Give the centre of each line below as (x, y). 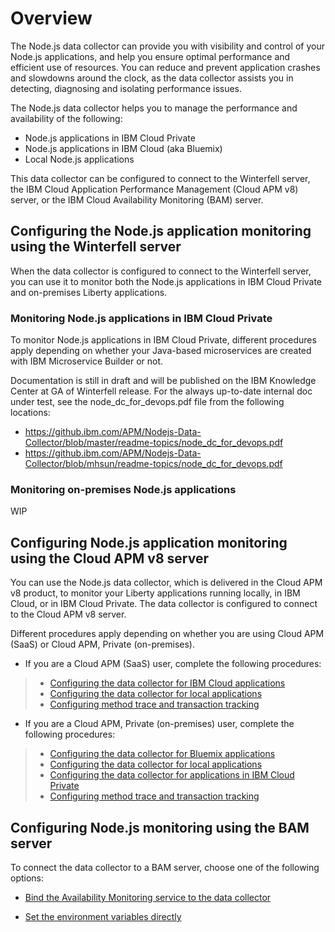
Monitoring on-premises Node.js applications (123, 489)
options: (27, 878)
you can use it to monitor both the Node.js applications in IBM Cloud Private (166, 281)
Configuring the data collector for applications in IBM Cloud (172, 775)
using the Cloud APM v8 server (110, 558)
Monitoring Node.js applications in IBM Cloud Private (141, 318)
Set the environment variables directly (103, 916)
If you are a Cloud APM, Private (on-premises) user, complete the (159, 724)
